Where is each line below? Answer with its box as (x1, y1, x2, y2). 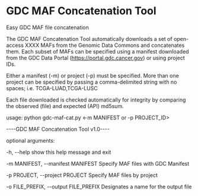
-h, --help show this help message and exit (6, 148, 111, 156)
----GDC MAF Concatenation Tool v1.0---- (6, 125, 110, 132)
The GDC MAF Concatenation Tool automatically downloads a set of (6, 35, 173, 42)
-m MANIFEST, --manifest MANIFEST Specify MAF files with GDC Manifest (6, 160, 190, 167)
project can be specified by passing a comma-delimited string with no (6, 78, 177, 86)
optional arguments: (6, 137, 55, 144)
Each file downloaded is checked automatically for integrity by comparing (6, 96, 186, 103)
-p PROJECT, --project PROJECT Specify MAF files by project (6, 171, 158, 179)
